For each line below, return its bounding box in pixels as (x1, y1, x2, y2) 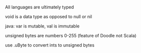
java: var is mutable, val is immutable (5, 23, 80, 29)
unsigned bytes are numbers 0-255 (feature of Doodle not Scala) (5, 33, 137, 38)
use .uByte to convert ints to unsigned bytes (5, 42, 95, 48)
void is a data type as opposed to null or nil (5, 14, 92, 19)
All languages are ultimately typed (5, 4, 74, 10)
